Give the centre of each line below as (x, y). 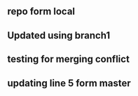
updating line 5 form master (69, 83)
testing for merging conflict (68, 59)
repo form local (41, 12)
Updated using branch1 (59, 35)
